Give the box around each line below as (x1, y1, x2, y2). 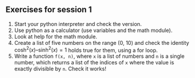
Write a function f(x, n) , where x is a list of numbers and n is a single (14, 53, 185, 60)
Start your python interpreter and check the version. (14, 20, 142, 27)
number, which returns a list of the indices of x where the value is (14, 59, 175, 66)
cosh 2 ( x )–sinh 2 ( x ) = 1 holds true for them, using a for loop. (14, 45, 158, 54)
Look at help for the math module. (14, 32, 97, 40)
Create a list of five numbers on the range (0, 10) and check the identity (14, 39, 190, 46)
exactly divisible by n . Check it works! (14, 65, 106, 73)
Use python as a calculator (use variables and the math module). (14, 27, 173, 34)
